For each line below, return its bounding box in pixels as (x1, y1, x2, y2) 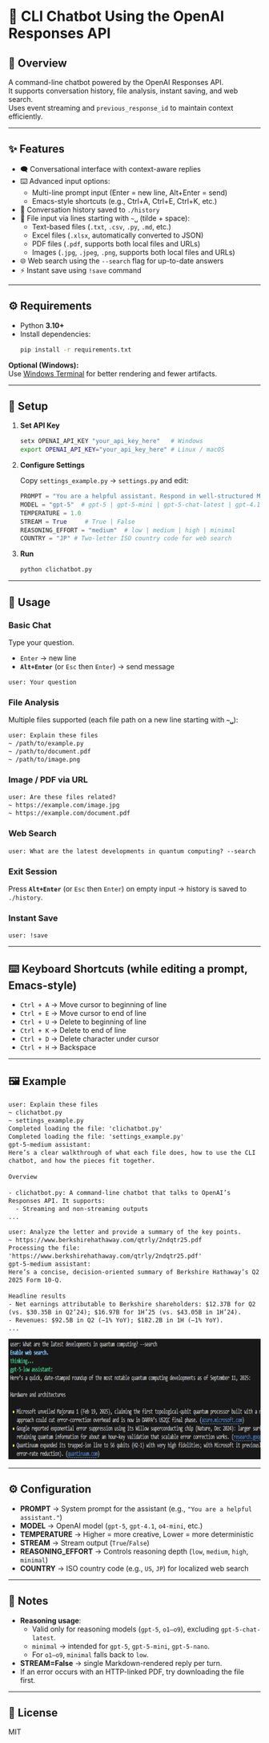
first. (19, 1675, 36, 1684)
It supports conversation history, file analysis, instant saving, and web (8, 86, 239, 95)
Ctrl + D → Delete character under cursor (19, 1034, 159, 1044)
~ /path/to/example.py (8, 740, 84, 748)
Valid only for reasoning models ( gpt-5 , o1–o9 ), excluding (31, 1624, 219, 1634)
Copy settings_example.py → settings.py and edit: (19, 476, 189, 486)
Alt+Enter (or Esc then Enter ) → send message (19, 661, 175, 671)
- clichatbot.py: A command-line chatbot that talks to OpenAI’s (8, 1188, 231, 1197)
